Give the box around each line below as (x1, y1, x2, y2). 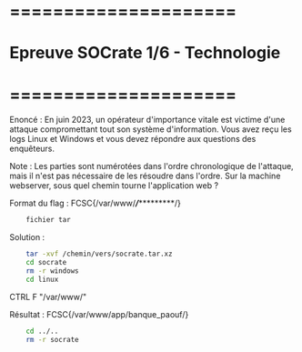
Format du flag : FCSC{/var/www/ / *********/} (9, 197, 182, 209)
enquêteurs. (9, 143, 55, 155)
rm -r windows (25, 266, 79, 276)
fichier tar (25, 216, 71, 225)
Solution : (9, 232, 45, 243)
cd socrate (25, 258, 67, 267)
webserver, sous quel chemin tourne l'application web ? (9, 180, 219, 191)
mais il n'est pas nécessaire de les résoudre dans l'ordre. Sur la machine (9, 170, 281, 182)
